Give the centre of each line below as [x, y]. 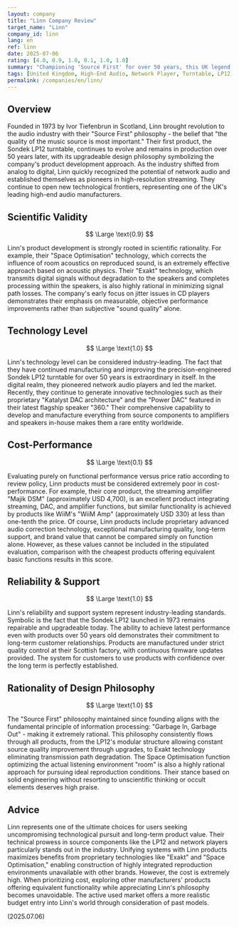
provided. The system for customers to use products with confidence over [116, 658]
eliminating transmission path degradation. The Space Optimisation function [119, 757]
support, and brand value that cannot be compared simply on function [110, 536]
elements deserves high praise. [53, 787]
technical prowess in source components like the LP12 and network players [118, 842]
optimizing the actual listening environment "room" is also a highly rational [116, 764]
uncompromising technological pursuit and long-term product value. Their [116, 834]
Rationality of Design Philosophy [81, 688]
